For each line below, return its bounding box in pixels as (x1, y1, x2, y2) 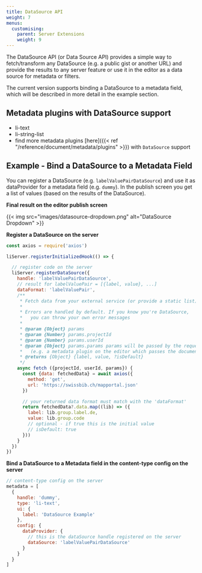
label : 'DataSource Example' (22, 512, 96, 518)
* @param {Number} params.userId (19, 337, 103, 343)
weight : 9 (17, 37, 42, 43)
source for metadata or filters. (6, 73, 81, 80)
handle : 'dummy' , (17, 495, 61, 501)
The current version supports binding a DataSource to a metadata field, (6, 84, 183, 91)
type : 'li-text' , (17, 500, 61, 506)
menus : (6, 20, 23, 26)
